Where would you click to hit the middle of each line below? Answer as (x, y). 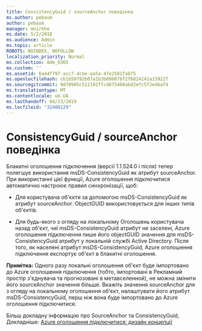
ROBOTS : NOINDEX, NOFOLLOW (40, 51)
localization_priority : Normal (46, 57)
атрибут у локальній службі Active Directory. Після (124, 241)
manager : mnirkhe (28, 29)
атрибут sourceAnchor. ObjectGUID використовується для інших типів (105, 204)
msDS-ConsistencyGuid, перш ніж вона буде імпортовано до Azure (92, 298)
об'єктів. (26, 210)
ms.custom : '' (24, 68)
